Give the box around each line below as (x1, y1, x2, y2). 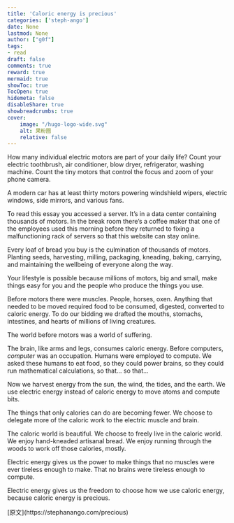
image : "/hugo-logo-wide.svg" (20, 120, 108, 128)
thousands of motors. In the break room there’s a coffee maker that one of (7, 217, 221, 226)
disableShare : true (7, 101, 64, 108)
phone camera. (7, 175, 51, 184)
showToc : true (7, 82, 49, 89)
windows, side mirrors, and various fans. (7, 196, 124, 205)
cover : (7, 114, 27, 121)
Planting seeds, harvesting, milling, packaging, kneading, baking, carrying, (7, 253, 222, 261)
